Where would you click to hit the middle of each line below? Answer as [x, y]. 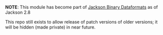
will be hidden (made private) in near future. [50, 27]
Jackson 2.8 [18, 12]
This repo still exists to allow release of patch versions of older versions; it [81, 22]
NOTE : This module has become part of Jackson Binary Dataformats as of [82, 7]
